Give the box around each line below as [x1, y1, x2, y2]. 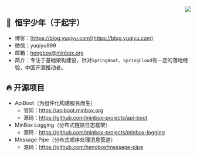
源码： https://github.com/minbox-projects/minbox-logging [23, 128, 165, 135]
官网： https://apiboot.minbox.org [23, 107, 104, 114]
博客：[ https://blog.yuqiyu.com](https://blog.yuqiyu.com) [14, 35, 154, 42]
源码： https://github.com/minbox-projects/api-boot [23, 114, 148, 121]
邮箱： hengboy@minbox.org [14, 49, 84, 56]
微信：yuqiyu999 [14, 42, 57, 49]
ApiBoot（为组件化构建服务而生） [14, 99, 96, 106]
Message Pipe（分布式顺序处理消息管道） [14, 136, 116, 143]
